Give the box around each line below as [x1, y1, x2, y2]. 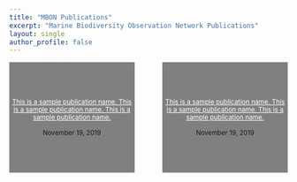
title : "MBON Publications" [9, 12, 113, 22]
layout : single [9, 29, 65, 38]
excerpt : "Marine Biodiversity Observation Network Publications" [9, 21, 259, 30]
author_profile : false [9, 37, 93, 47]
